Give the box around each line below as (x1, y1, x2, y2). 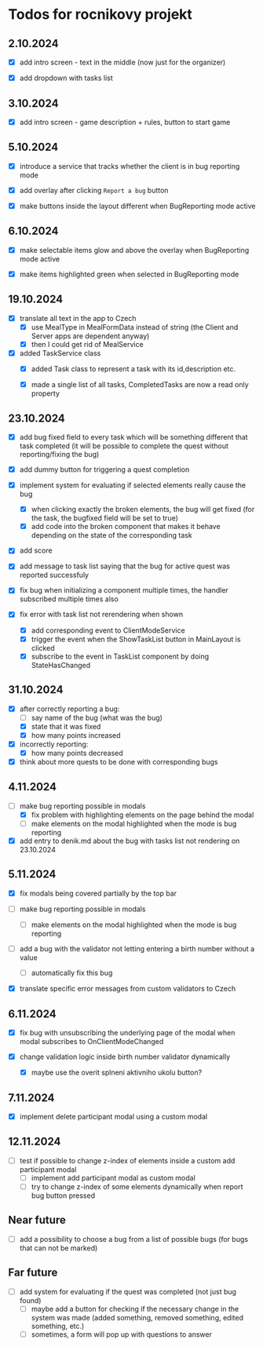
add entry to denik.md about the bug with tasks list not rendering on (19, 836, 240, 845)
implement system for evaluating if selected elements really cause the (19, 480, 246, 490)
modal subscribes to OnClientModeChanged (19, 1037, 164, 1046)
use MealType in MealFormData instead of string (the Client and (31, 322, 239, 331)
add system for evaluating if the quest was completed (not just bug (19, 1287, 237, 1296)
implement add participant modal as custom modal (31, 1173, 196, 1182)
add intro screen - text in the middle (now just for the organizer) (19, 57, 226, 67)
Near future (8, 1214, 67, 1227)
